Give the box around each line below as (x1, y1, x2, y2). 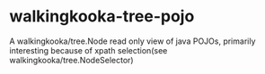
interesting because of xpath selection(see (9, 45, 168, 55)
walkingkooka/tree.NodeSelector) (9, 54, 134, 65)
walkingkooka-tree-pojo (9, 6, 195, 27)
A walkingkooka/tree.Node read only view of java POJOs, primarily (9, 36, 256, 46)
